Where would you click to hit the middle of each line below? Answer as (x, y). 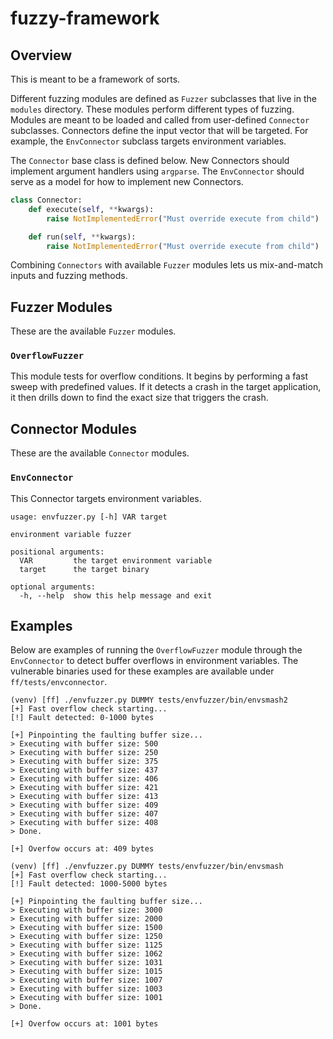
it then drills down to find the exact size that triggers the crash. (139, 398)
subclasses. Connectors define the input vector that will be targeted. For (159, 130)
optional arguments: (53, 587)
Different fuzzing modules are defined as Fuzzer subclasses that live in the (163, 98)
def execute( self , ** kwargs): (91, 209)
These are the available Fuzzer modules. (93, 331)
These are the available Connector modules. (100, 453)
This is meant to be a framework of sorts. (95, 79)
